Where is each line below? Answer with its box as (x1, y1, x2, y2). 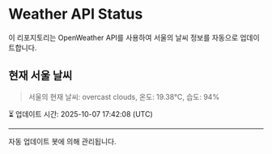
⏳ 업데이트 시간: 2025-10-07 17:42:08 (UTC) (8, 109, 154, 118)
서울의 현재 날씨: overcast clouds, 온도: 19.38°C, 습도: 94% (28, 92, 220, 101)
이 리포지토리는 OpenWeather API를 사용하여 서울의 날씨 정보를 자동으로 (8, 32, 239, 42)
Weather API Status (8, 5, 143, 24)
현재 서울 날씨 (8, 69, 73, 83)
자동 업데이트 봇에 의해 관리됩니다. (8, 136, 117, 146)
